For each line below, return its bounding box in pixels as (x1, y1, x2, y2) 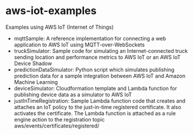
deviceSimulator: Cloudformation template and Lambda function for (13, 85, 177, 92)
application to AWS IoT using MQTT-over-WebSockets (13, 41, 145, 48)
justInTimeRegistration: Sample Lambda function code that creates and (13, 97, 186, 104)
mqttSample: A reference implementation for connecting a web (13, 35, 166, 42)
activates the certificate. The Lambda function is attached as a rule (13, 110, 176, 117)
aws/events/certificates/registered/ (13, 122, 100, 129)
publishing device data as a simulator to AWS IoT (13, 91, 132, 98)
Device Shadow (13, 60, 52, 67)
